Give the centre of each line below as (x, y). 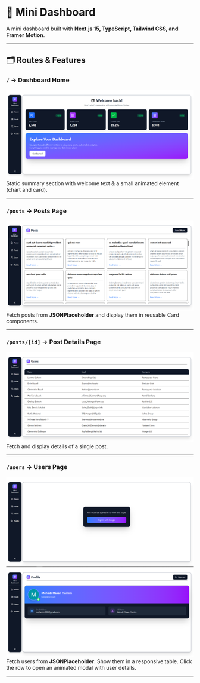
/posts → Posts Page (37, 211)
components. (22, 321)
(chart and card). (27, 190)
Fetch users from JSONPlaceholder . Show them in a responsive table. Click (99, 661)
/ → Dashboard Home (38, 80)
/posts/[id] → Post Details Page (54, 342)
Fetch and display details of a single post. (57, 446)
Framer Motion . (26, 35)
